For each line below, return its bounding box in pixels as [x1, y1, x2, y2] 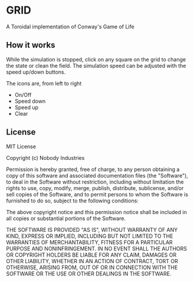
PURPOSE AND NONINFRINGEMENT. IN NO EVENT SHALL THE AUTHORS [6, 245, 188, 252]
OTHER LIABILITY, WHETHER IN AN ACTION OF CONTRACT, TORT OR [6, 257, 178, 264]
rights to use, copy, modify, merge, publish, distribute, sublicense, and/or [6, 184, 184, 192]
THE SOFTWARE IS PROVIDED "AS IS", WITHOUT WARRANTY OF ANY [6, 226, 178, 233]
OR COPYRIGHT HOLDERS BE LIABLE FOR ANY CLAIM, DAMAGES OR [6, 251, 177, 258]
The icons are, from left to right [6, 80, 82, 87]
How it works [6, 40, 55, 50]
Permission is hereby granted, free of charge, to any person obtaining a [6, 166, 180, 173]
